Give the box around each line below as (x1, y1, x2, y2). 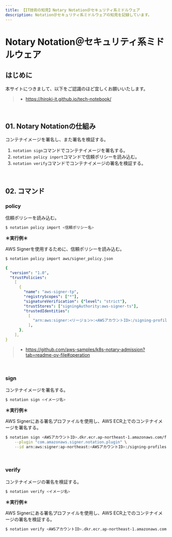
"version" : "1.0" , (10, 270, 50, 275)
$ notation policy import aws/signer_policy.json (5, 256, 114, 261)
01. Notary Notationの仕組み (5, 122, 96, 131)
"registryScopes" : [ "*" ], (24, 294, 79, 299)
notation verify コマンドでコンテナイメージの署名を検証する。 (12, 160, 146, 166)
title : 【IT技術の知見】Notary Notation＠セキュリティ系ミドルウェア (5, 7, 140, 13)
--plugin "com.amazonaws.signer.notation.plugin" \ (14, 439, 127, 445)
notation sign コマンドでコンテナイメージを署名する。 (12, 147, 128, 154)
